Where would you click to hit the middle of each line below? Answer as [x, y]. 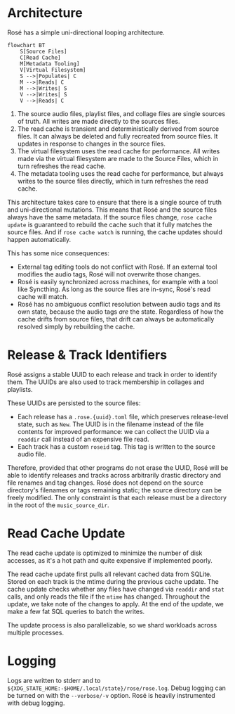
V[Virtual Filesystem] [53, 70]
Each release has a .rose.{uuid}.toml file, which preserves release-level [123, 416]
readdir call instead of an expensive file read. [83, 439]
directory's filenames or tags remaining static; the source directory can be [115, 490]
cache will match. [43, 296]
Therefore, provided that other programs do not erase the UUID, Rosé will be [118, 467]
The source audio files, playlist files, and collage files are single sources [121, 113]
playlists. [20, 389]
